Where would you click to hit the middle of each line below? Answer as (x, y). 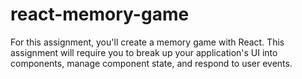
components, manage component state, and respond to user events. (151, 63)
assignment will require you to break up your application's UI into (144, 52)
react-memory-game (100, 14)
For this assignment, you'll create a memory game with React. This (147, 42)
